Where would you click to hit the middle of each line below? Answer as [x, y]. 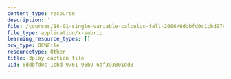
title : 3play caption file [46, 58]
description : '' [30, 20]
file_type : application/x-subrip [55, 33]
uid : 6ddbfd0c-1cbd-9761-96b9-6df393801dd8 [70, 65]
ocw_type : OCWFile [33, 45]
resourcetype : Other [37, 52]
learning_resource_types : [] [49, 39]
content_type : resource [41, 13]
